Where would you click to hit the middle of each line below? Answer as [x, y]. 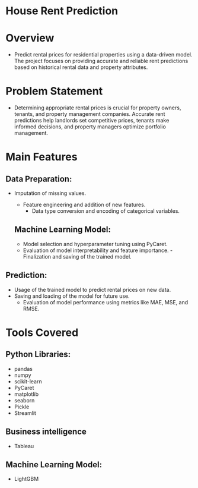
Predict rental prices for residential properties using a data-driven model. [103, 55]
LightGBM [26, 479]
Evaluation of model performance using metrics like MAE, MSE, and [106, 302]
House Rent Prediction [62, 11]
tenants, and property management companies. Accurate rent [90, 114]
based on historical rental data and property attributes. [81, 67]
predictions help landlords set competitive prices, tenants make [92, 121]
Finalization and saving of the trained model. [77, 256]
